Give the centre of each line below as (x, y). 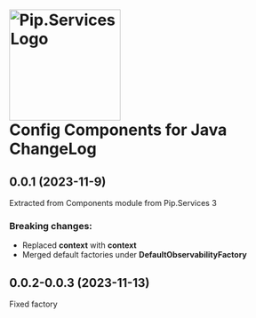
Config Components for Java (118, 130)
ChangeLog (53, 149)
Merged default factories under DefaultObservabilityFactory (134, 255)
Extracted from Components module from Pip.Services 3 (113, 203)
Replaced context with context (79, 245)
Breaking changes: (51, 226)
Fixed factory (33, 304)
